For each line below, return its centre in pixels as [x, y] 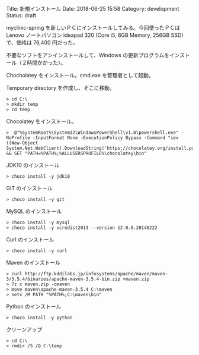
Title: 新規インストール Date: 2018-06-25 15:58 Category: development [93, 9]
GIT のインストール [29, 188]
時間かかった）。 [46, 62]
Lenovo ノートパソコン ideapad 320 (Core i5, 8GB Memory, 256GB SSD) [95, 35]
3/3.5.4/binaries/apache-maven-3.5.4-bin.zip [63, 279]
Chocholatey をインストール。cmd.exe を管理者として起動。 [80, 75]
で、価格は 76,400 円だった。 [42, 43]
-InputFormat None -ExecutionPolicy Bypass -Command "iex [105, 138]
